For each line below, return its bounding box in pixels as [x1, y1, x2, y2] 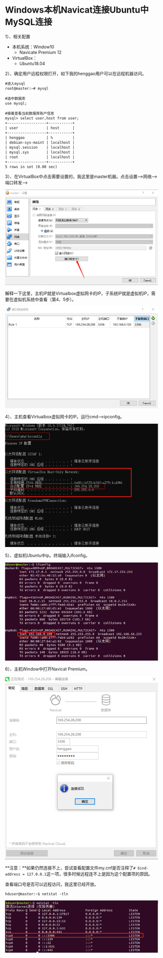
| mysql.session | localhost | [5, 145, 75, 150]
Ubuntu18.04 [19, 60, 45, 66]
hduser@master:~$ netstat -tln [5, 891, 68, 896]
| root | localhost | [5, 154, 75, 159]
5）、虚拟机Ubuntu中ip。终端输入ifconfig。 [5, 552, 90, 558]
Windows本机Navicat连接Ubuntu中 [5, 4, 149, 16]
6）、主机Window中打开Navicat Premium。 [5, 666, 90, 672]
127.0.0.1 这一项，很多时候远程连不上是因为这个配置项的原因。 [26, 871, 153, 877]
